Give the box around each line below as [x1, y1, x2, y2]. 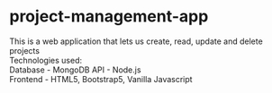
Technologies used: [9, 55, 83, 65]
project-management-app [9, 6, 209, 27]
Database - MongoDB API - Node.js [9, 64, 141, 75]
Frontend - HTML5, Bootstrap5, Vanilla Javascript [9, 73, 193, 84]
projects [9, 45, 41, 55]
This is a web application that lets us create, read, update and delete [9, 36, 263, 46]
